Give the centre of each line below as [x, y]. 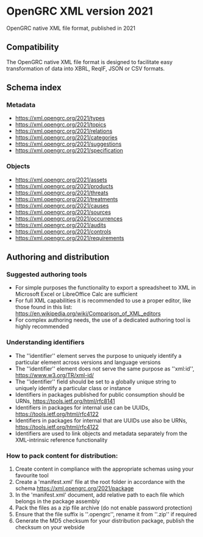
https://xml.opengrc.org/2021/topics [61, 125]
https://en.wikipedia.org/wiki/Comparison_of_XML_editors [88, 314]
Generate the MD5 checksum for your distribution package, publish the [105, 521]
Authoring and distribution [58, 257]
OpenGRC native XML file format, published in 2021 [71, 28]
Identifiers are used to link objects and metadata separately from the [101, 433]
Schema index [34, 87]
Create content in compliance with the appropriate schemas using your [104, 469]
